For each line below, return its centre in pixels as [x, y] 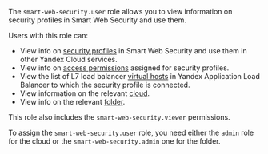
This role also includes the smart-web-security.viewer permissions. [119, 117]
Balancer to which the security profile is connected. [105, 85]
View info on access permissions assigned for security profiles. [124, 68]
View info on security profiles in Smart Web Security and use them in [133, 51]
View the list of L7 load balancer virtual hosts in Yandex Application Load [140, 76]
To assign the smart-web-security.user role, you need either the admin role [131, 132]
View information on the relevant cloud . [85, 93]
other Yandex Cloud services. [68, 59]
